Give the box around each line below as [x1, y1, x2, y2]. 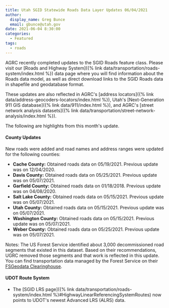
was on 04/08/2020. [12, 188, 56, 194]
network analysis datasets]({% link [5, 107, 79, 113]
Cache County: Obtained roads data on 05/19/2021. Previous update [12, 161, 158, 167]
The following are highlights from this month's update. [5, 123, 119, 129]
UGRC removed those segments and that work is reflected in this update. [5, 252, 160, 258]
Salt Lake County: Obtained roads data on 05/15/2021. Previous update [12, 194, 164, 200]
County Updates [5, 134, 41, 140]
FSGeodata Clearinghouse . [5, 263, 62, 269]
